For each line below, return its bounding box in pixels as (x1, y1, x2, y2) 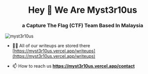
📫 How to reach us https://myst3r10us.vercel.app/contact (12, 63, 135, 69)
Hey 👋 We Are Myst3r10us (28, 4, 138, 16)
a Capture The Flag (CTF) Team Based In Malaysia (22, 22, 144, 29)
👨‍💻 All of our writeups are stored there (12, 43, 90, 49)
